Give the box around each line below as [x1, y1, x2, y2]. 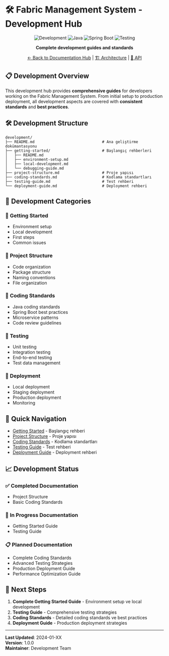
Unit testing [12, 344, 37, 350]
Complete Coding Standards [12, 555, 71, 561]
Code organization [12, 264, 51, 270]
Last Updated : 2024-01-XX [5, 634, 62, 640]
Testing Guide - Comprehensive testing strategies [12, 609, 117, 615]
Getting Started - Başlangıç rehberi [12, 428, 86, 434]
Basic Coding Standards [12, 499, 63, 505]
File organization [12, 280, 47, 286]
